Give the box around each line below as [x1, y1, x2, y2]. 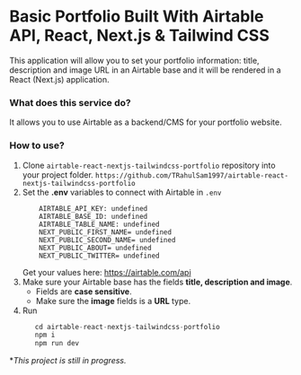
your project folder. [22, 169, 94, 180]
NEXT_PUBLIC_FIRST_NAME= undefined [39, 227, 173, 237]
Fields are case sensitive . [35, 285, 132, 297]
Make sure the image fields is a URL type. [35, 295, 191, 306]
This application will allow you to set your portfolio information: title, [9, 55, 260, 65]
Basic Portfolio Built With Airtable [9, 6, 264, 27]
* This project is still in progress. [9, 355, 128, 366]
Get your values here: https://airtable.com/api [22, 266, 191, 277]
